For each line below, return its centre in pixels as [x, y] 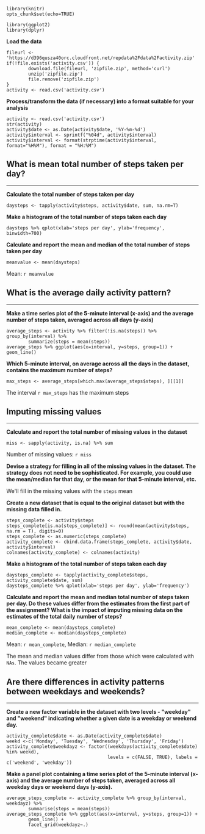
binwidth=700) [24, 233]
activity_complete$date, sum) [45, 581]
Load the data [24, 41]
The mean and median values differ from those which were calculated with [100, 656]
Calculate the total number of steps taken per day [70, 194]
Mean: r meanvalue [30, 273]
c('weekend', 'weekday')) [39, 763]
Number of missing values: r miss [49, 455]
